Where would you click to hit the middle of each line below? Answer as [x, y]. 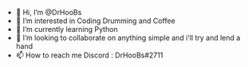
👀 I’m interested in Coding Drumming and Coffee [95, 21]
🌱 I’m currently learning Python [67, 29]
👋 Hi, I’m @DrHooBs [49, 12]
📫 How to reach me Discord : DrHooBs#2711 [89, 55]
